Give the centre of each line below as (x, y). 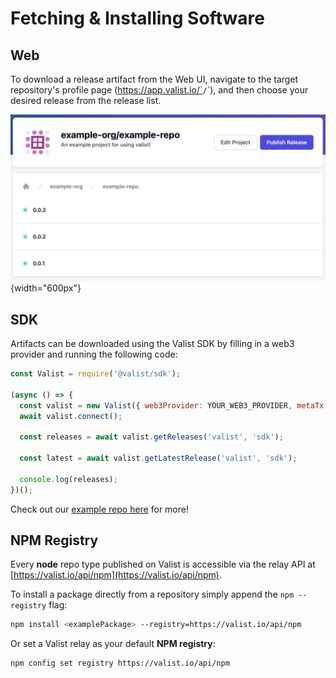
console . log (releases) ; (68, 479)
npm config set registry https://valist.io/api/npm (120, 663)
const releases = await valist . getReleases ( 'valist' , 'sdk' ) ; (151, 437)
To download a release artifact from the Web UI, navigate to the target (154, 79)
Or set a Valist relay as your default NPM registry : (113, 644)
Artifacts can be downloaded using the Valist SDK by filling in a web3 (152, 344)
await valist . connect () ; (71, 416)
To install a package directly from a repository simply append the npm (152, 594)
